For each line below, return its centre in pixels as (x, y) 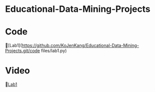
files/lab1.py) (54, 51)
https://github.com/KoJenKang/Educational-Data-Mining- (80, 46)
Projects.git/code (23, 51)
